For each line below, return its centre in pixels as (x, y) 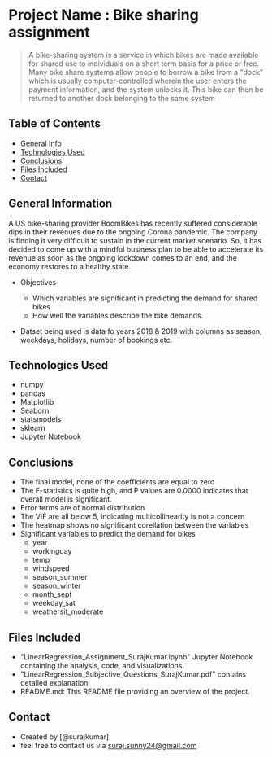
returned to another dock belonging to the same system (121, 98)
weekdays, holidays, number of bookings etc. (96, 340)
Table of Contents (55, 124)
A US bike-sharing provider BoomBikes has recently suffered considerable (133, 223)
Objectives (38, 282)
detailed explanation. (55, 683)
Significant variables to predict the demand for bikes (108, 534)
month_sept (52, 594)
